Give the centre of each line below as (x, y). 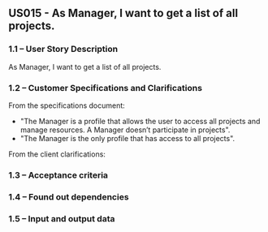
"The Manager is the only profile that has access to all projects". (128, 138)
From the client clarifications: (57, 154)
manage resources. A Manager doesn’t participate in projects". (125, 130)
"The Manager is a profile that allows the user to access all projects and (140, 121)
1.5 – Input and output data (62, 218)
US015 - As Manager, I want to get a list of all (123, 13)
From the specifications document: (67, 105)
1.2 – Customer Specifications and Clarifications (106, 88)
